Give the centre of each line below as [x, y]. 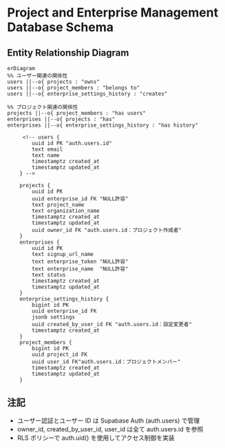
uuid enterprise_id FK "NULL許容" [80, 199]
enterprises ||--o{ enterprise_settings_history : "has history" [103, 125]
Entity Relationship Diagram [68, 53]
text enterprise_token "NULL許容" [80, 262]
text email [47, 149]
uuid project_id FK [60, 354]
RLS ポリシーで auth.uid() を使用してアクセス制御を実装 [96, 438]
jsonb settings [54, 317]
